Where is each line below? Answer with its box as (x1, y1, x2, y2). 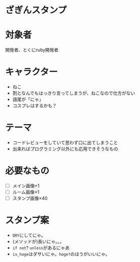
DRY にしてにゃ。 (12, 232, 46, 238)
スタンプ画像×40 (12, 195, 48, 201)
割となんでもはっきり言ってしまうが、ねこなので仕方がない (12, 90, 135, 96)
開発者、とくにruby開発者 (5, 47, 59, 53)
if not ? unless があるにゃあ (12, 245, 70, 251)
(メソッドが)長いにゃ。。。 (12, 238, 64, 244)
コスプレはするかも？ (12, 103, 57, 109)
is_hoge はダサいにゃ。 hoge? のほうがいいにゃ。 (12, 251, 110, 257)
